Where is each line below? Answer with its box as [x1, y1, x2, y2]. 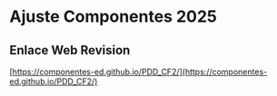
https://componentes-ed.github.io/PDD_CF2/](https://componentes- [12, 66, 268, 77]
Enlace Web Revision [9, 43, 131, 58]
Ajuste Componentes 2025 [9, 6, 218, 27]
